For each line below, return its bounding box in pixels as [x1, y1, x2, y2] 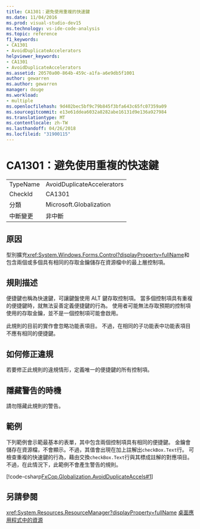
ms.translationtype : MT [6, 114, 66, 120]
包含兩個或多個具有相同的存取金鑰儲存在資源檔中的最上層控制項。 [6, 259, 168, 266]
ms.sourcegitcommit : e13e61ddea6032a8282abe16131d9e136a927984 [6, 109, 167, 115]
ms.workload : [6, 92, 39, 98]
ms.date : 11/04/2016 [6, 14, 58, 20]
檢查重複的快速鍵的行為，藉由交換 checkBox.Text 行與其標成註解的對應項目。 [6, 453, 193, 461]
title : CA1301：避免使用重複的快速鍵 [6, 8, 90, 15]
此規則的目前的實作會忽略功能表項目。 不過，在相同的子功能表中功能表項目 [6, 323, 191, 330]
